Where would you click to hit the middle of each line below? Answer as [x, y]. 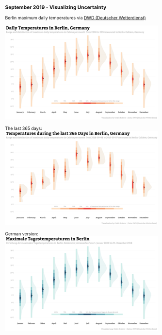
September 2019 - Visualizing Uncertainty [56, 7]
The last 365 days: [24, 128]
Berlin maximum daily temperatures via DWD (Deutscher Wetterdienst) [75, 18]
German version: [22, 234]
